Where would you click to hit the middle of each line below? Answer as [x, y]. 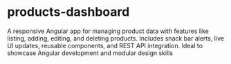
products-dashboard [68, 12]
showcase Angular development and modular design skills [90, 53]
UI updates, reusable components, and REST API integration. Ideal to [105, 45]
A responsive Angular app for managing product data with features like [108, 31]
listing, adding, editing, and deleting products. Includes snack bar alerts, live [116, 38]
